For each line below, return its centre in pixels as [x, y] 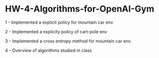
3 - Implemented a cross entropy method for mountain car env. [68, 41]
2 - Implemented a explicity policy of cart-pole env [56, 31]
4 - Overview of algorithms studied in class [48, 50]
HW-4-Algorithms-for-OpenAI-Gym [80, 9]
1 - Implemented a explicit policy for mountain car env [59, 22]
